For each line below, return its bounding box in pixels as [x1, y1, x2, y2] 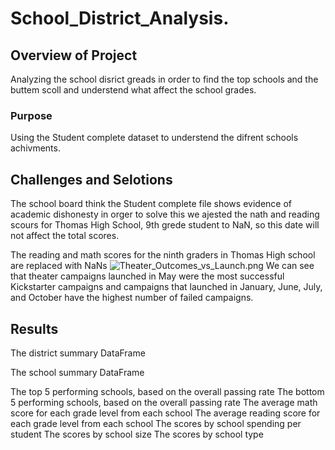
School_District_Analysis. [10, 7, 230, 30]
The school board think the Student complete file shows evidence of [10, 198, 292, 210]
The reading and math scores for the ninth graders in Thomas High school [10, 249, 316, 261]
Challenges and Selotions [10, 171, 173, 188]
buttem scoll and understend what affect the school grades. [10, 84, 257, 96]
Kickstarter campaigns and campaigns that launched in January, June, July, [10, 281, 323, 293]
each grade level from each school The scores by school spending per [10, 417, 302, 429]
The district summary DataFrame [10, 347, 146, 359]
